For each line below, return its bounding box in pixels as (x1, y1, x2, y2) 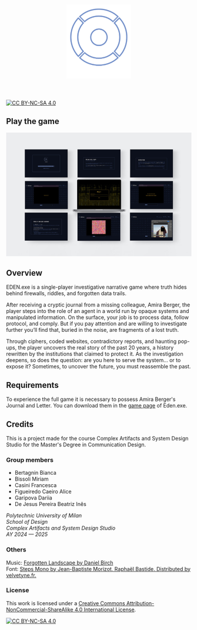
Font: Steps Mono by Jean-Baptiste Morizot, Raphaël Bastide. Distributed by (6, 565, 191, 572)
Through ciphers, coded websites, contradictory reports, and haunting (6, 338, 177, 345)
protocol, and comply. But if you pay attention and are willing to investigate (6, 320, 187, 327)
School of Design (6, 518, 48, 525)
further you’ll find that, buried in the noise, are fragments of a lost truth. (6, 327, 179, 334)
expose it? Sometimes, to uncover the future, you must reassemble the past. (6, 363, 191, 370)
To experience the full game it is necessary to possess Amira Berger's (6, 396, 176, 403)
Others (6, 546, 26, 554)
